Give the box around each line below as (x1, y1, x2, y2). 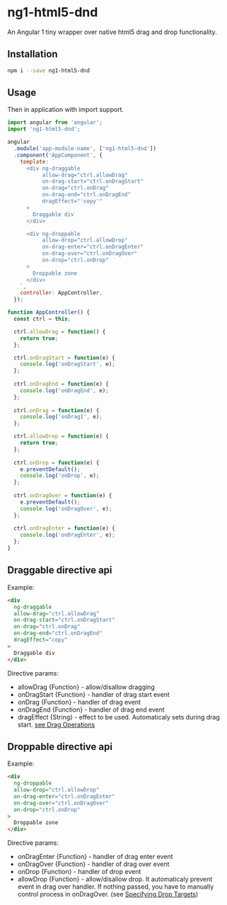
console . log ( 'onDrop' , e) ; (20, 472, 100, 479)
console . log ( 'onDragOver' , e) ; (20, 505, 112, 512)
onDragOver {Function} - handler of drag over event (17, 860, 170, 868)
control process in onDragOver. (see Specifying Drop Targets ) (17, 890, 199, 899)
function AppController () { (7, 309, 91, 316)
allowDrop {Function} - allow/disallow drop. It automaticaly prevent (17, 875, 213, 884)
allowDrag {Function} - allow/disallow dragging (17, 683, 155, 691)
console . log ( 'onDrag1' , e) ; (20, 414, 103, 421)
